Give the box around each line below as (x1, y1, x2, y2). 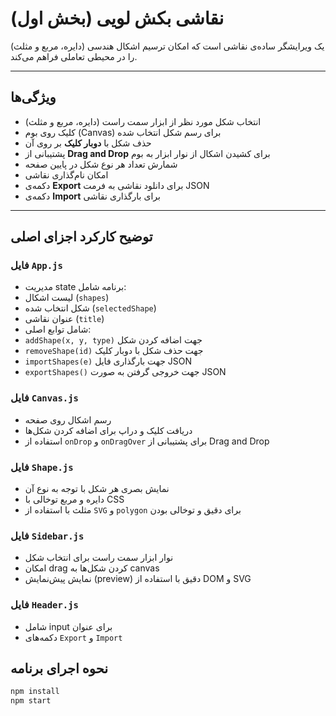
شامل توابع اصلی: (24, 323, 92, 336)
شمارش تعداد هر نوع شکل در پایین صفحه (24, 158, 178, 170)
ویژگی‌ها (10, 89, 57, 106)
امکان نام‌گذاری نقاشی (24, 168, 109, 181)
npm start (10, 696, 52, 706)
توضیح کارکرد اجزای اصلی (10, 228, 153, 246)
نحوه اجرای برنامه (10, 660, 109, 677)
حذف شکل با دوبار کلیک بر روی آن (24, 137, 152, 149)
